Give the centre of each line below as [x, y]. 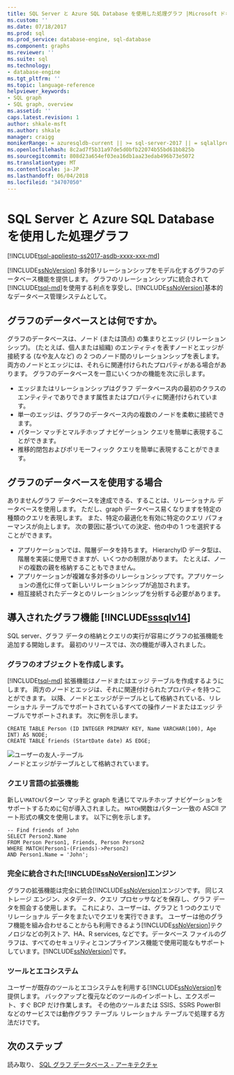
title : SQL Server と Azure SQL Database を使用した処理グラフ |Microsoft [112, 14]
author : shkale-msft [37, 124]
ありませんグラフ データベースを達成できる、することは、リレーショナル [111, 500]
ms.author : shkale [34, 130]
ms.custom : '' [28, 20]
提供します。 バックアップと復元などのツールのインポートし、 [96, 996]
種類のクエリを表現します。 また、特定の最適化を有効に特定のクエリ [106, 517]
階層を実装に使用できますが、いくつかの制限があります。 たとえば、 [116, 558]
